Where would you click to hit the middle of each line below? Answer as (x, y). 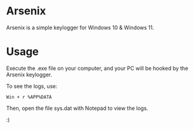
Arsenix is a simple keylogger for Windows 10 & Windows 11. (80, 27)
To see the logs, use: (32, 86)
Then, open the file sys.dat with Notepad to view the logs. (77, 108)
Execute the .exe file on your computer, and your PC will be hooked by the (97, 68)
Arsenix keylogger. (29, 74)
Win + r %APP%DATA (29, 97)
